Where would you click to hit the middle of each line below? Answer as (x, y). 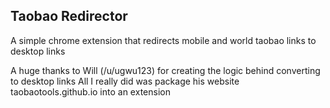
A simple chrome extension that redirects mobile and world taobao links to (163, 40)
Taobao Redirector (69, 16)
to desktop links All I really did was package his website (125, 81)
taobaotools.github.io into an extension (90, 91)
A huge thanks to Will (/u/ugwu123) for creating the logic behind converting (165, 70)
